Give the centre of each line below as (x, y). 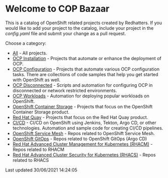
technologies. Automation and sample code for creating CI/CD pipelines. (88, 128)
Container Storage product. (41, 112)
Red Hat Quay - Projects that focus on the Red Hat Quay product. (80, 117)
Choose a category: (26, 43)
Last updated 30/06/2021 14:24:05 (41, 170)
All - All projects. (30, 53)
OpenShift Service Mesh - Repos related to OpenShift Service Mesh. (83, 133)
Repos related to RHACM (38, 149)
